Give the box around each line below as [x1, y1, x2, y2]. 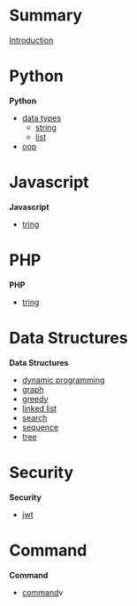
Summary [9, 5, 82, 26]
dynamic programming [21, 375, 105, 385]
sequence [21, 422, 59, 432]
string [34, 122, 57, 133]
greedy [21, 393, 49, 404]
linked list [21, 402, 57, 414]
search [21, 412, 48, 423]
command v [21, 586, 64, 597]
